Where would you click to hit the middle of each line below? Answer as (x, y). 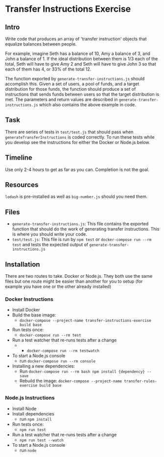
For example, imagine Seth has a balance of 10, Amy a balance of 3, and (78, 53)
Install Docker (26, 310)
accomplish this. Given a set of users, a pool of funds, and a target (72, 84)
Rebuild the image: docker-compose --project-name (71, 381)
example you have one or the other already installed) (58, 287)
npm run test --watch (41, 440)
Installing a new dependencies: (43, 366)
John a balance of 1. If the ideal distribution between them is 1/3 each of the (82, 59)
